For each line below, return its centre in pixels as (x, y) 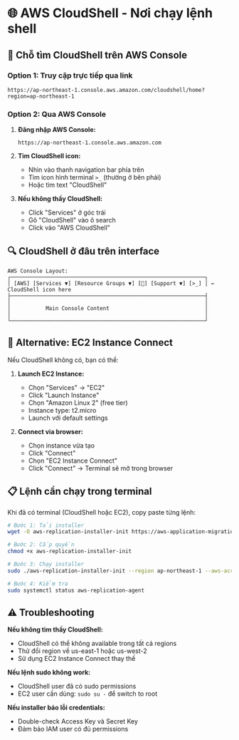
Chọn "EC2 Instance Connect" (73, 461)
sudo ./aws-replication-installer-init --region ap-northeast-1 (105, 571)
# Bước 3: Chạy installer (46, 565)
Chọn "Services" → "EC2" (67, 387)
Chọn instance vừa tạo (61, 445)
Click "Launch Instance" (64, 395)
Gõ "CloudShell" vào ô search (72, 220)
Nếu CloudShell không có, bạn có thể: (63, 360)
